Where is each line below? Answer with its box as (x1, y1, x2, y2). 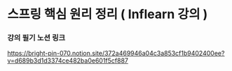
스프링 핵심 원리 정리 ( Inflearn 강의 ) (7, 6, 208, 22)
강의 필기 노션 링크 (7, 33, 66, 42)
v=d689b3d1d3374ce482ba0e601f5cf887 (7, 56, 128, 65)
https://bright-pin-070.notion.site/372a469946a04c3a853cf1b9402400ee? (7, 49, 225, 58)
